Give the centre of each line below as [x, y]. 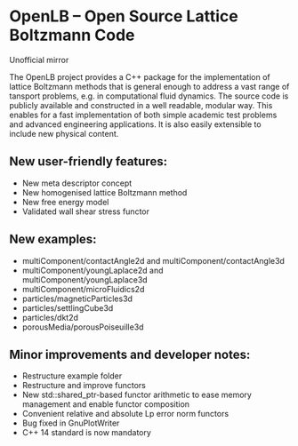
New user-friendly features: [88, 162]
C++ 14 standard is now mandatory [86, 433]
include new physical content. [64, 133]
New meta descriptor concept [77, 183]
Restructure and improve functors [84, 386]
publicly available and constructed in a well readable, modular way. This [141, 105]
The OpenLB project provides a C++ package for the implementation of [140, 76]
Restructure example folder [72, 376]
